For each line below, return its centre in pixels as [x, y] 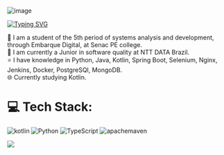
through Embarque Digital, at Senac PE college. [75, 45]
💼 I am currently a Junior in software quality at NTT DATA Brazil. [98, 52]
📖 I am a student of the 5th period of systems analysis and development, [111, 37]
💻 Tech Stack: [50, 107]
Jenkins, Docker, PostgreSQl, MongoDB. [65, 70]
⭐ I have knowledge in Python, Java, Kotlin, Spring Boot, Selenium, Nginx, [112, 60]
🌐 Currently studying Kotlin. [47, 77]
